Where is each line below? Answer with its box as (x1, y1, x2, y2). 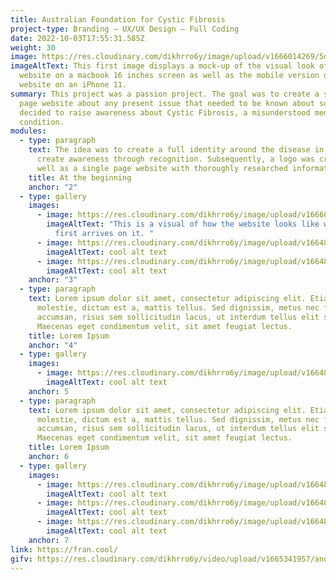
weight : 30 (10, 42, 56, 53)
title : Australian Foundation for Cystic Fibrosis (10, 14, 226, 25)
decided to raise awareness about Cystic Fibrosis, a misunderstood (19, 107, 311, 118)
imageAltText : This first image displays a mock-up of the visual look (10, 61, 315, 71)
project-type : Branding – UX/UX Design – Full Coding (10, 24, 240, 34)
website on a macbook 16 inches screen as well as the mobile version (19, 71, 320, 81)
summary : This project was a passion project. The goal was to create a (10, 89, 320, 99)
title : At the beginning (28, 172, 132, 183)
